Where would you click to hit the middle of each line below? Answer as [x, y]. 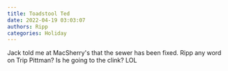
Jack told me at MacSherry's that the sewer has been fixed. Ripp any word [114, 53]
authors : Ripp [28, 26]
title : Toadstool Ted [39, 14]
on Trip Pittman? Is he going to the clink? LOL [72, 61]
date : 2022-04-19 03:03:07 [46, 20]
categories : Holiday [37, 33]
